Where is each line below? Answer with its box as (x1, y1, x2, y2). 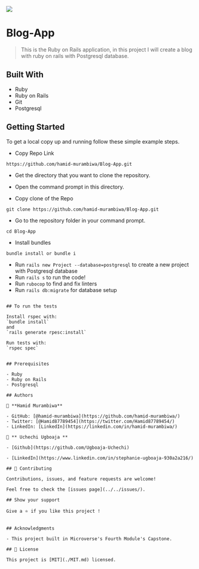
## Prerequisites (6, 361, 50, 367)
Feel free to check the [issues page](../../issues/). (6, 486, 146, 492)
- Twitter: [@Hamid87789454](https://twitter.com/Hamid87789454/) (6, 418, 175, 424)
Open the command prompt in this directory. (14, 183, 124, 190)
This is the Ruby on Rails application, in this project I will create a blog (20, 45, 192, 53)
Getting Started (6, 122, 65, 132)
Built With (6, 69, 44, 80)
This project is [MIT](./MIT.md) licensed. (6, 556, 117, 562)
